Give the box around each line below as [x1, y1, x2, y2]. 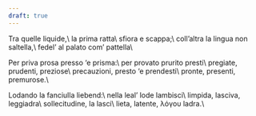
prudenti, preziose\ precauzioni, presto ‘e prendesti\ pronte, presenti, [8, 66, 236, 76]
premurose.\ [8, 74, 50, 84]
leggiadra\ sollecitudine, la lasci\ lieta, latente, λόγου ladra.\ [8, 98, 205, 108]
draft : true [8, 11, 48, 20]
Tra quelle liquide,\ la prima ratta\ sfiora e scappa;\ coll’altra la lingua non [8, 34, 248, 43]
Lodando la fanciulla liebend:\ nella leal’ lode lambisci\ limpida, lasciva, [8, 90, 241, 100]
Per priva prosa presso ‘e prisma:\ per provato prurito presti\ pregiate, [8, 58, 238, 67]
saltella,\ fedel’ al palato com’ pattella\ [8, 42, 134, 52]
